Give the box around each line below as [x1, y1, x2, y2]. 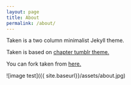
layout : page [6, 8, 40, 15]
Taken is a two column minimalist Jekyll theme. [6, 37, 125, 44]
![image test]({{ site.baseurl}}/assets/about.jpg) [6, 72, 126, 80]
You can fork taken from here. [6, 60, 82, 67]
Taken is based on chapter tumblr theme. [6, 49, 110, 56]
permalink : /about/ [6, 20, 56, 26]
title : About [6, 15, 40, 21]
